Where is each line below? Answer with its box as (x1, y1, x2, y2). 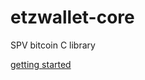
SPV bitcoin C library (10, 39, 96, 51)
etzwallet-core (10, 6, 135, 29)
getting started (10, 58, 72, 70)
